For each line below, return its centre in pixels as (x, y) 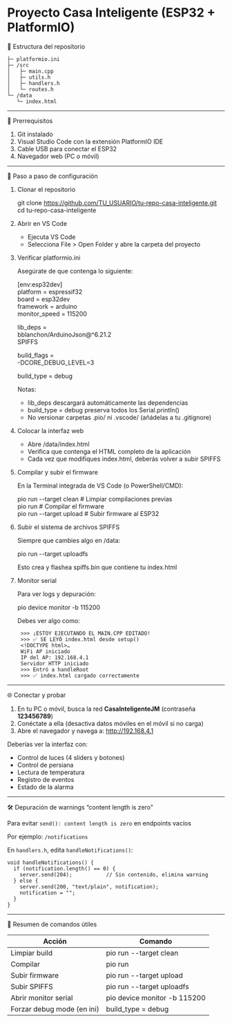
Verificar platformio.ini (49, 258)
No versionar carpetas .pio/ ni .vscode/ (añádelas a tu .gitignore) (119, 417)
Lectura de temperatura (51, 772)
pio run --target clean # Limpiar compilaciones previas (95, 499)
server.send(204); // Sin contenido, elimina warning (114, 874)
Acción (55, 941)
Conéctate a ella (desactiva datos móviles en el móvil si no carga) (110, 723)
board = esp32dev (43, 299)
